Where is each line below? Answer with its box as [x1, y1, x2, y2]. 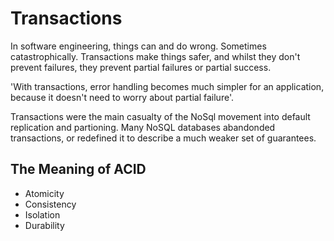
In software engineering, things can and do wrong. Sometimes [10, 40, 267, 52]
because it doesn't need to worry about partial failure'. [10, 91, 234, 103]
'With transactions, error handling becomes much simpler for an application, [10, 80, 325, 92]
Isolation [24, 208, 61, 221]
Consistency [24, 198, 77, 210]
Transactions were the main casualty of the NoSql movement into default [10, 110, 311, 122]
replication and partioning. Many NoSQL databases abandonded [10, 121, 276, 133]
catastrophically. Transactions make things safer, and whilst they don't [10, 50, 301, 62]
